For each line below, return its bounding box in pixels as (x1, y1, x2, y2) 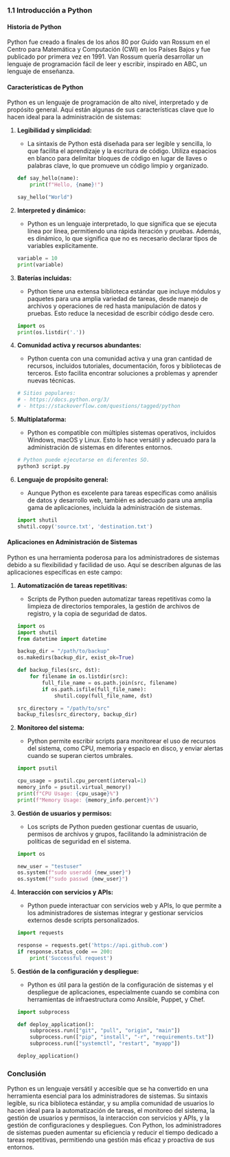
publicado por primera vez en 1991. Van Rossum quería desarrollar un (7, 52, 204, 61)
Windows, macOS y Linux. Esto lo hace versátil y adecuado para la (27, 436, 216, 444)
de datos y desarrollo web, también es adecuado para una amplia (27, 495, 213, 504)
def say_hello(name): (16, 175, 79, 182)
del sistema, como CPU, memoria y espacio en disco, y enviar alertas (27, 744, 224, 752)
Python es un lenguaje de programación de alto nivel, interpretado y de (7, 99, 209, 107)
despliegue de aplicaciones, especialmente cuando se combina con (27, 987, 220, 996)
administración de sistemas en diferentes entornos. (27, 443, 173, 451)
